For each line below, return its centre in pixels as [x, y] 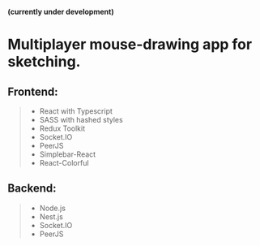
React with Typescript [76, 111]
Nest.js [51, 216]
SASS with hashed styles [81, 120]
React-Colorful [64, 163]
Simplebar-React [68, 154]
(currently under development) [61, 12]
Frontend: [33, 91]
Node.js [53, 208]
